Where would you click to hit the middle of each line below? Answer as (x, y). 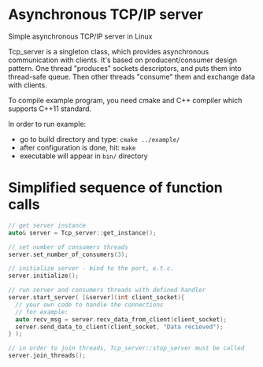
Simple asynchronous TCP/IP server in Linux (80, 36)
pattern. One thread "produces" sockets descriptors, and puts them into (125, 68)
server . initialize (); (44, 276)
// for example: (42, 312)
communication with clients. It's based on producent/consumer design (123, 60)
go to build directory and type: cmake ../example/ (100, 139)
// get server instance (47, 225)
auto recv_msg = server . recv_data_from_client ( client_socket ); (121, 319)
